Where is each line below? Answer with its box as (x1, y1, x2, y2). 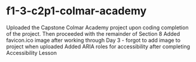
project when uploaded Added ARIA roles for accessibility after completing (6, 43, 190, 50)
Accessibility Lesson (6, 49, 57, 56)
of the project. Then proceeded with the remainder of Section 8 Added (6, 30, 180, 37)
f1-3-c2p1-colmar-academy (6, 4, 147, 18)
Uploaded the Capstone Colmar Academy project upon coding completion (6, 24, 189, 31)
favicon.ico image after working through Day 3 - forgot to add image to (6, 36, 181, 44)
